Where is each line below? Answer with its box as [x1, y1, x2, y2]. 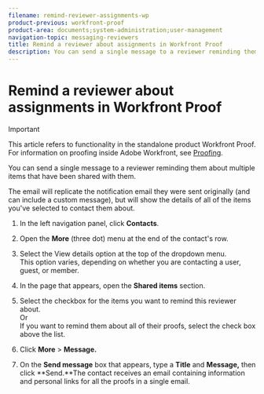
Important [8, 124, 40, 133]
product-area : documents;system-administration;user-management [8, 26, 223, 34]
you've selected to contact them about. [8, 203, 135, 213]
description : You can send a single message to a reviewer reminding [8, 48, 241, 56]
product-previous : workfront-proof [8, 19, 125, 27]
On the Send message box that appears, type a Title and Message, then [19, 359, 256, 369]
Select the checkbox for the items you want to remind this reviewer [19, 296, 237, 305]
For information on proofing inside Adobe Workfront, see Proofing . [8, 148, 224, 157]
